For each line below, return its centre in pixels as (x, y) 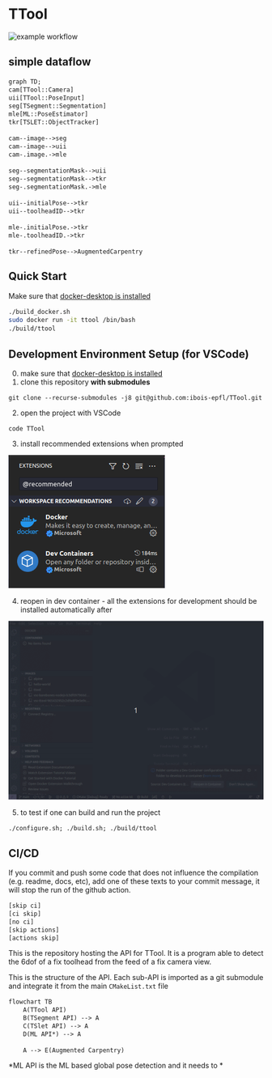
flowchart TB (30, 1002)
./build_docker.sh (39, 312)
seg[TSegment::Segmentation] (57, 106)
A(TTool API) (45, 1010)
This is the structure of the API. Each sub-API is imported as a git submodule (136, 978)
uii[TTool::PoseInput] (47, 98)
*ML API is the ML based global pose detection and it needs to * (116, 1066)
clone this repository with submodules (85, 382)
